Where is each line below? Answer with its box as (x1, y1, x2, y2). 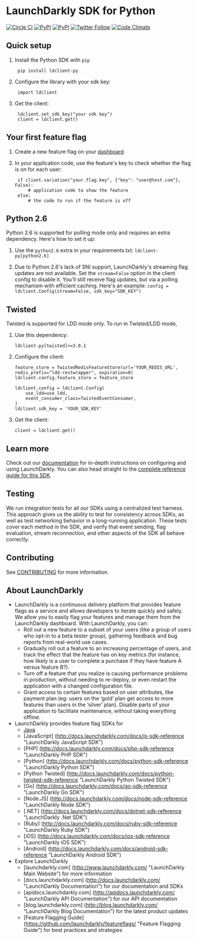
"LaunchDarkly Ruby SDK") (23, 826, 90, 834)
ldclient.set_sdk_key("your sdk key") (17, 111, 113, 117)
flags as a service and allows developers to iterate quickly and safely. (14, 607, 183, 614)
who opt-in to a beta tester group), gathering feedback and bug (23, 632, 178, 640)
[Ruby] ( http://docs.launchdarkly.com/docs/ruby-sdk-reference (23, 820, 178, 827)
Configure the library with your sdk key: (14, 78, 111, 85)
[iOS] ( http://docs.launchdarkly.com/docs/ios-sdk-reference (23, 832, 170, 840)
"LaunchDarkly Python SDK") (23, 764, 95, 771)
